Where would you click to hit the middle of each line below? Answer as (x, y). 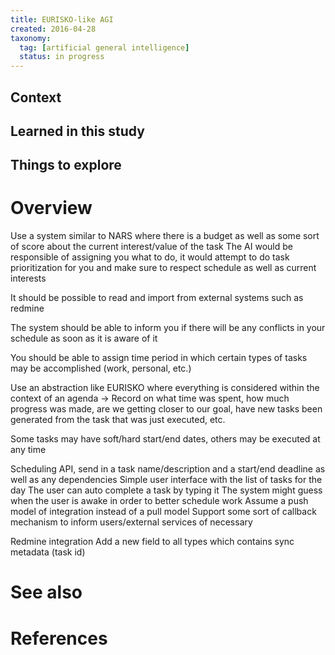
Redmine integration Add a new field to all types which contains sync (152, 542)
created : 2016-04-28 (53, 29)
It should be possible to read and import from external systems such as (157, 298)
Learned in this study (77, 131)
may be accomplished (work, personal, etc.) (101, 368)
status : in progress (62, 57)
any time (28, 450)
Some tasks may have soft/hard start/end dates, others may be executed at (165, 439)
